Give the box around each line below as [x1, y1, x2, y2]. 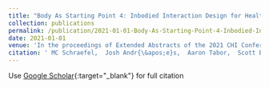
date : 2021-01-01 [8, 34, 66, 42]
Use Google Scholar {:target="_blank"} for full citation [8, 71, 184, 80]
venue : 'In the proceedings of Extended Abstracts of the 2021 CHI [8, 42, 239, 50]
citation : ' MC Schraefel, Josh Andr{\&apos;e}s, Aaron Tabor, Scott [8, 49, 256, 57]
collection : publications [8, 19, 94, 27]
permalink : [8, 26, 45, 34]
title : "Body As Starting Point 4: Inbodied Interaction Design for [8, 11, 242, 20]
